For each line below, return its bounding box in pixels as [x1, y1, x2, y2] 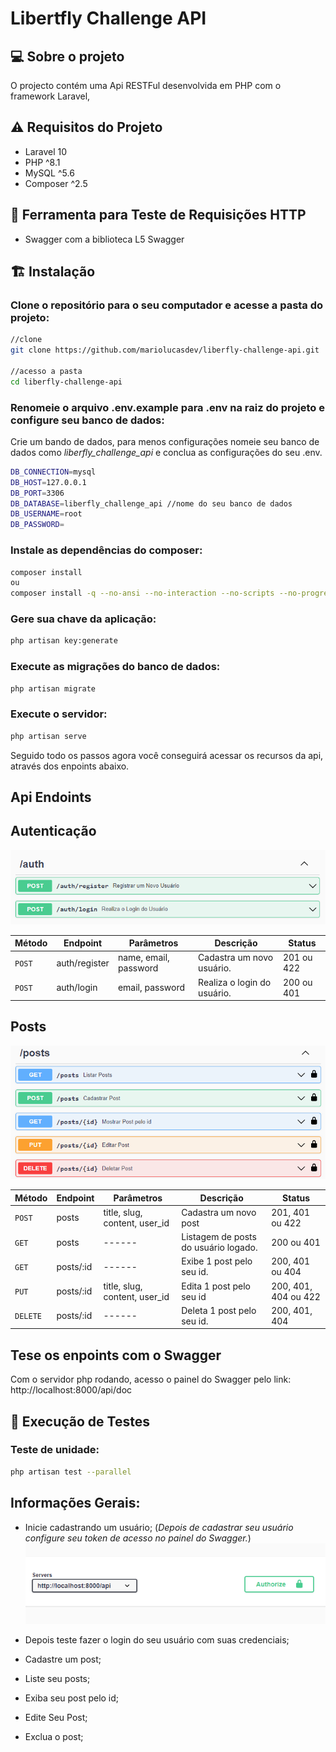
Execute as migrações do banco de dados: [10, 660, 221, 674]
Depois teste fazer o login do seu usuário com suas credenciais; [24, 1634, 290, 1646]
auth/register [56, 957, 110, 969]
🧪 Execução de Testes [10, 1413, 150, 1430]
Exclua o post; [24, 1731, 84, 1743]
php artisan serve [10, 731, 87, 741]
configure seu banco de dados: [10, 413, 165, 427]
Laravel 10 [24, 145, 68, 157]
